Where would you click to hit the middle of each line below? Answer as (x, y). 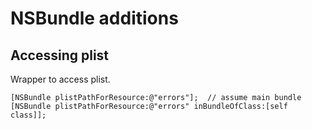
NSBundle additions (94, 18)
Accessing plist (60, 55)
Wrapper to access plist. (60, 79)
